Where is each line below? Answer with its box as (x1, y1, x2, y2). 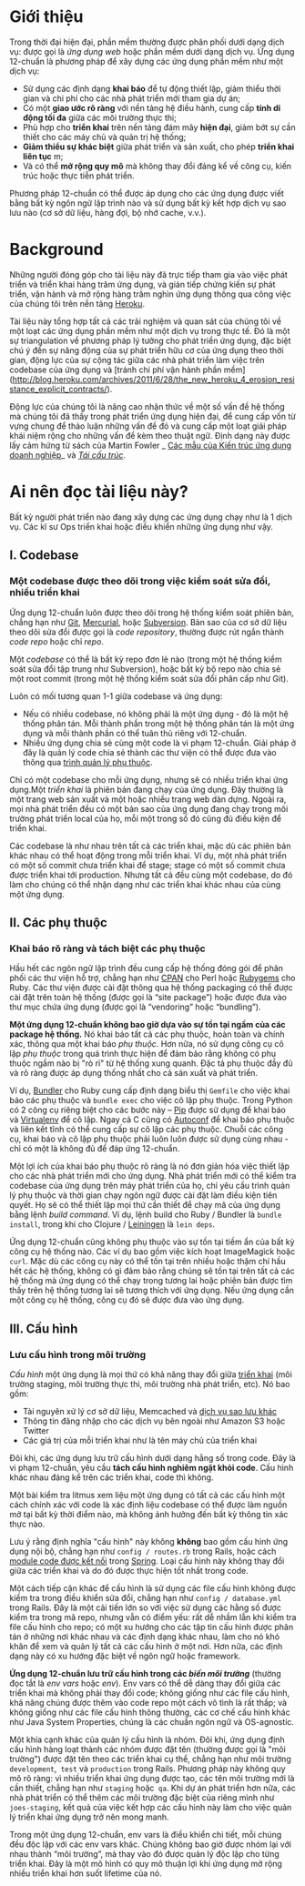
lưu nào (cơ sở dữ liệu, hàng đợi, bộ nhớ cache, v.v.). (9, 207, 207, 218)
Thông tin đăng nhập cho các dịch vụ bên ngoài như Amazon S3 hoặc (22, 1415, 286, 1426)
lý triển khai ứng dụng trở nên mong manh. (9, 1811, 169, 1822)
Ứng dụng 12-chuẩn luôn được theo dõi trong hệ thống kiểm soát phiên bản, (9, 607, 294, 618)
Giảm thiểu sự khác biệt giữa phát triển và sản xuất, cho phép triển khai (22, 141, 295, 152)
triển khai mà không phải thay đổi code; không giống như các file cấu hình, (9, 1687, 290, 1698)
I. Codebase (9, 548, 79, 563)
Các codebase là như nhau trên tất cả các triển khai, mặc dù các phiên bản (9, 840, 291, 851)
